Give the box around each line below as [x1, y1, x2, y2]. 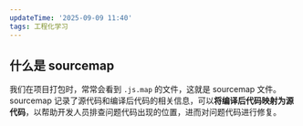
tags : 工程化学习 [9, 22, 68, 31]
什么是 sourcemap [9, 58, 115, 73]
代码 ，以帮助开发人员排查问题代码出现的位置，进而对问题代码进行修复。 [9, 107, 281, 118]
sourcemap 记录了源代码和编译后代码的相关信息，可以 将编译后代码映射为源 [9, 95, 294, 106]
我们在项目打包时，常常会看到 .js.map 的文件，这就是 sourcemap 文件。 [9, 84, 281, 95]
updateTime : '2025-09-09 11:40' [9, 13, 132, 23]
